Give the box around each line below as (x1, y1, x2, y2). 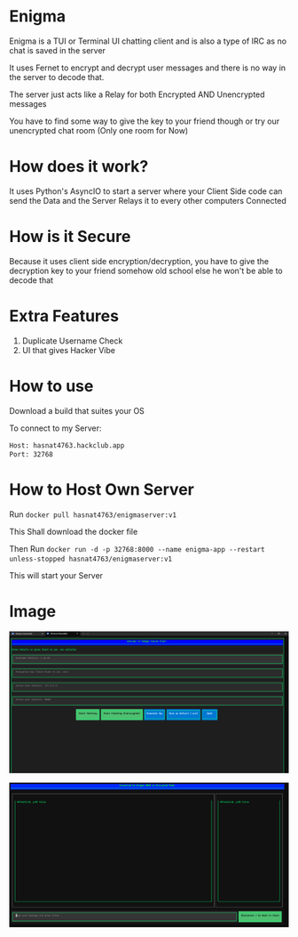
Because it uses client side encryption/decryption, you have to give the (9, 255, 269, 266)
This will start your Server (9, 569, 104, 580)
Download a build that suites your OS (9, 405, 145, 416)
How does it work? (9, 157, 149, 177)
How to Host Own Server (9, 479, 195, 499)
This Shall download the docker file (9, 526, 138, 537)
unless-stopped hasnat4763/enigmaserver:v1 (9, 554, 173, 563)
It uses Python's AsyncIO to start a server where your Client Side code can (9, 185, 283, 197)
